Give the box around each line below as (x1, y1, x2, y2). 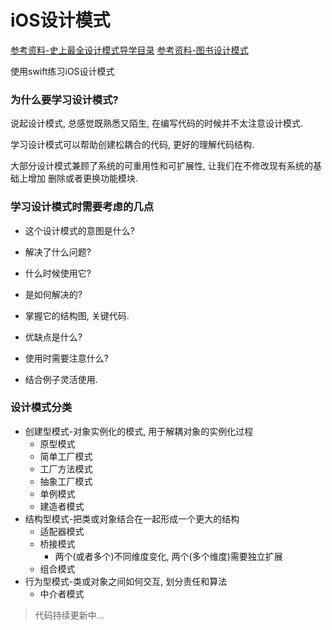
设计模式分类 (10, 401, 73, 415)
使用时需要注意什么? (24, 352, 109, 364)
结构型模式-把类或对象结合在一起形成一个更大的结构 (24, 512, 240, 525)
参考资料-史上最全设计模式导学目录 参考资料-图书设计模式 (10, 44, 249, 56)
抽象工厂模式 (39, 475, 93, 487)
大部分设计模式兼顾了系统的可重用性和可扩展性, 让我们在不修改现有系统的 (10, 160, 313, 172)
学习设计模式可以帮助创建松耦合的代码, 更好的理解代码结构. (10, 139, 255, 151)
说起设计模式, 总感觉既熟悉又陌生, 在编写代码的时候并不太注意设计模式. (10, 117, 303, 130)
